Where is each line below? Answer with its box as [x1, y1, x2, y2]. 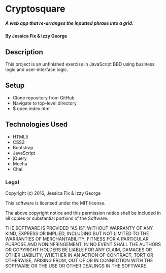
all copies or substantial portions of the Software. [5, 215, 108, 221]
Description [5, 48, 43, 56]
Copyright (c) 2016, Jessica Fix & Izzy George [5, 190, 101, 196]
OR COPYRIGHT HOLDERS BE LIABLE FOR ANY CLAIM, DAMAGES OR [5, 247, 152, 253]
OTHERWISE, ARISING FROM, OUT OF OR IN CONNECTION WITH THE [5, 257, 153, 263]
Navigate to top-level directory [12, 100, 77, 106]
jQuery [12, 155, 27, 161]
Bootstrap [12, 144, 34, 150]
